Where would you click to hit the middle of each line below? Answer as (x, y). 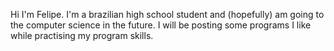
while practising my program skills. (82, 35)
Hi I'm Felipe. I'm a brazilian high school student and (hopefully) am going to (167, 14)
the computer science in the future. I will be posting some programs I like (161, 25)
